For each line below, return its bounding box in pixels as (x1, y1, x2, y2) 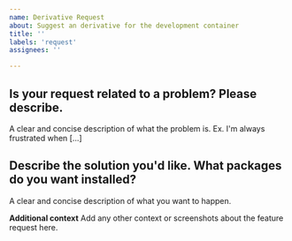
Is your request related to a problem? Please (9, 86, 257, 102)
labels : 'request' (9, 37, 77, 47)
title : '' (9, 29, 46, 38)
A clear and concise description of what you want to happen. (9, 195, 232, 206)
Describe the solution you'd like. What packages (9, 158, 282, 173)
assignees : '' (9, 46, 62, 55)
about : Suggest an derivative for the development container (9, 21, 240, 30)
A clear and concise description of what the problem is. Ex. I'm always (9, 123, 265, 133)
